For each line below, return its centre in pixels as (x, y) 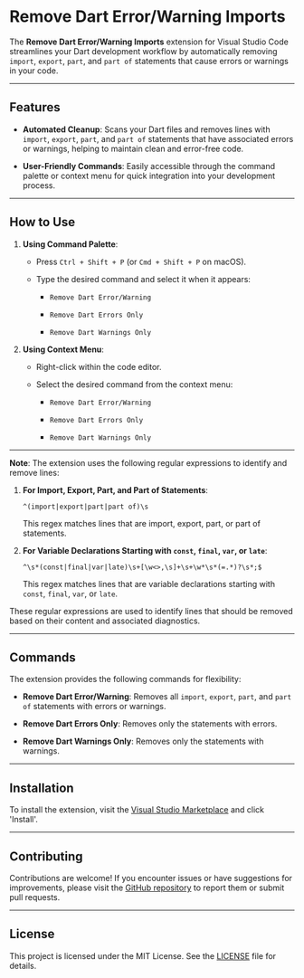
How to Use (43, 222)
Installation (42, 788)
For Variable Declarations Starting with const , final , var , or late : (145, 550)
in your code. (34, 71)
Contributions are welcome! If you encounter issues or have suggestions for (151, 878)
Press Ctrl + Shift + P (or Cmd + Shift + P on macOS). (141, 261)
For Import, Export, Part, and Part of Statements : (115, 489)
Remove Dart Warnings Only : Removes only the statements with (143, 741)
